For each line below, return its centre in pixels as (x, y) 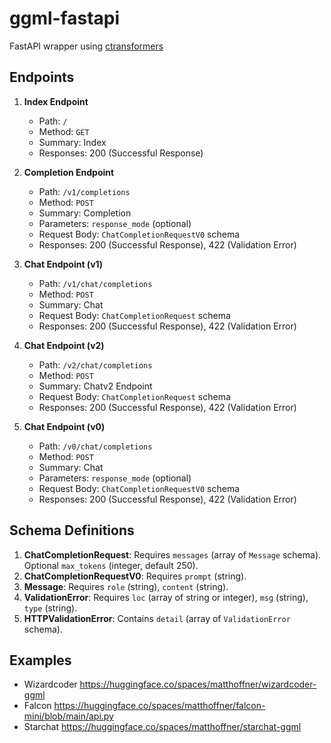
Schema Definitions (72, 530)
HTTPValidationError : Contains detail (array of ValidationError (157, 618)
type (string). (50, 608)
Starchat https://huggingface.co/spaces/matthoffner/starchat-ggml (162, 727)
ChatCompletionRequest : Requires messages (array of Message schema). (172, 554)
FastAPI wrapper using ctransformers (86, 46)
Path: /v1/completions (84, 191)
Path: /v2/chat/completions (95, 364)
